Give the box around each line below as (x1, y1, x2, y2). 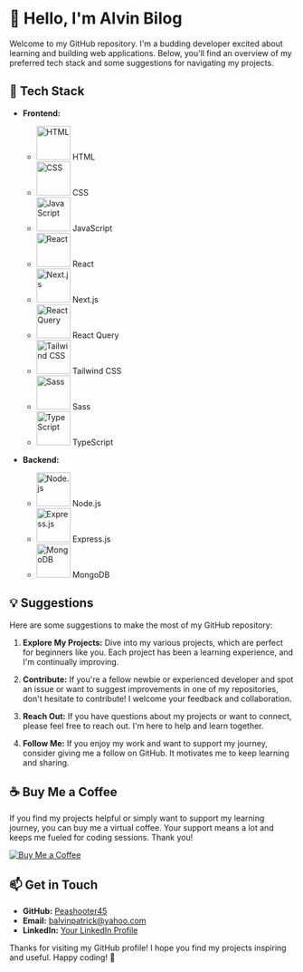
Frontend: (22, 108, 61, 119)
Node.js (71, 497, 102, 508)
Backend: (22, 454, 60, 465)
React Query (71, 330, 119, 341)
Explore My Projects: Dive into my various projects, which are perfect (22, 637, 283, 648)
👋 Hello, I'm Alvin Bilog (9, 8, 183, 29)
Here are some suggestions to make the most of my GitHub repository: (9, 620, 273, 630)
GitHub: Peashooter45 (22, 906, 108, 917)
